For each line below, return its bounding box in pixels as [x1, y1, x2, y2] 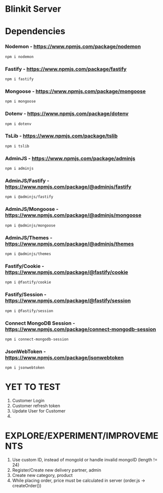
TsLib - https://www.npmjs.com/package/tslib [5, 133, 118, 140]
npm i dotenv [5, 121, 32, 126]
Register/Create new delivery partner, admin [12, 467, 102, 473]
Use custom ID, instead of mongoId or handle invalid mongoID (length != [12, 457, 158, 463]
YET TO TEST [5, 382, 61, 392]
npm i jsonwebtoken [5, 365, 45, 370]
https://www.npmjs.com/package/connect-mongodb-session [5, 326, 156, 332]
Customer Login [12, 398, 45, 404]
